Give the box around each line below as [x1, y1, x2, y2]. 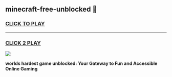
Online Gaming [5, 65, 38, 71]
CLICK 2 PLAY [5, 39, 41, 46]
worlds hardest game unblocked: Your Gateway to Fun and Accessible [5, 60, 158, 66]
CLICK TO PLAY [5, 20, 45, 27]
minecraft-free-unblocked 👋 [5, 5, 97, 14]
